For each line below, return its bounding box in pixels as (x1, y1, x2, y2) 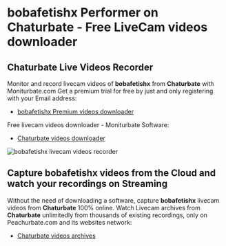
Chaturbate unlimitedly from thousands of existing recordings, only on (7, 211, 208, 219)
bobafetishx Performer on (7, 5, 158, 21)
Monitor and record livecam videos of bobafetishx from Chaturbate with (7, 80, 215, 87)
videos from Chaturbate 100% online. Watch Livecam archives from (7, 203, 201, 212)
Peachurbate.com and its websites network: (7, 218, 132, 226)
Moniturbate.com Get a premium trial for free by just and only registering (7, 87, 214, 95)
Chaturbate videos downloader (17, 134, 105, 142)
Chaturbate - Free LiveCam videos (7, 19, 208, 35)
